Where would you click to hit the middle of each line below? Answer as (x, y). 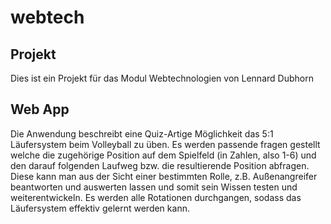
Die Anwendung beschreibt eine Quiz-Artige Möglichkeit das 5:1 (142, 133)
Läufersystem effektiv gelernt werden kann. (100, 208)
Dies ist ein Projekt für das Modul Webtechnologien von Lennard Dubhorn (162, 78)
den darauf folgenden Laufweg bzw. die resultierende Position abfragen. (160, 165)
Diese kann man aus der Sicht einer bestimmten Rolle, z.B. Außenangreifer (164, 176)
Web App (40, 109)
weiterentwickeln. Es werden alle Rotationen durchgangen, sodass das (156, 197)
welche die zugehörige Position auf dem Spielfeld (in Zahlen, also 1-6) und (163, 155)
